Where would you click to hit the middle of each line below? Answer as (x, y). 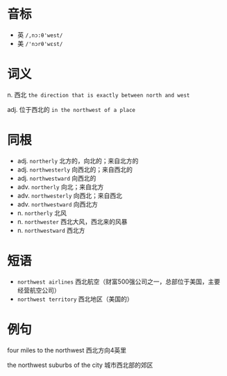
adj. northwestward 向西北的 (57, 178)
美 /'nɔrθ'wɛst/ (40, 43)
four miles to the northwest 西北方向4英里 (67, 350)
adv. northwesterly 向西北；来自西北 (70, 195)
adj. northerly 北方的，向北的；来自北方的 (78, 161)
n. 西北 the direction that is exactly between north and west (99, 95)
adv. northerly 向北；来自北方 (60, 187)
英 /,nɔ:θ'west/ (40, 35)
